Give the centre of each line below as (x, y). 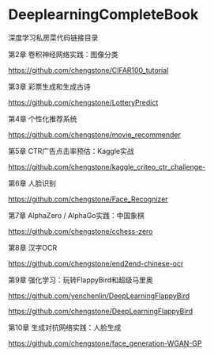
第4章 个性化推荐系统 (43, 119)
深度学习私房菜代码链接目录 (53, 37)
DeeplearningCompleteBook (103, 15)
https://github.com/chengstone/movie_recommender (95, 134)
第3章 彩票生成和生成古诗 (49, 86)
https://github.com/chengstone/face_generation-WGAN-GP (105, 343)
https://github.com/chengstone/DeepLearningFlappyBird (101, 311)
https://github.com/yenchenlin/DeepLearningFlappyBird (99, 296)
